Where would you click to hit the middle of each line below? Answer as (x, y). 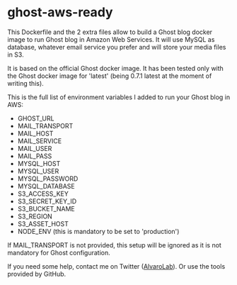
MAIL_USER (35, 148)
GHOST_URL (36, 118)
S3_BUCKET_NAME (46, 208)
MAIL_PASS (35, 156)
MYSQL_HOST (39, 163)
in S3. (16, 55)
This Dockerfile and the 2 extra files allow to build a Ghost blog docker (110, 32)
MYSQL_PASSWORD (48, 179)
